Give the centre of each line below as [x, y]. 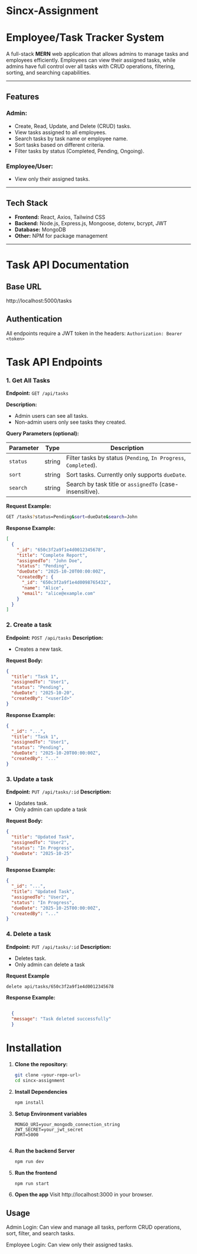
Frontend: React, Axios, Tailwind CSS [60, 217]
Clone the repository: [41, 1064]
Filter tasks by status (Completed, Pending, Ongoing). [79, 151]
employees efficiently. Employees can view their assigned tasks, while [91, 60]
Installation [34, 1048]
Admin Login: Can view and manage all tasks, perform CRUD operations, [94, 1227]
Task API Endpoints [54, 362]
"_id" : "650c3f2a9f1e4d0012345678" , [62, 550]
